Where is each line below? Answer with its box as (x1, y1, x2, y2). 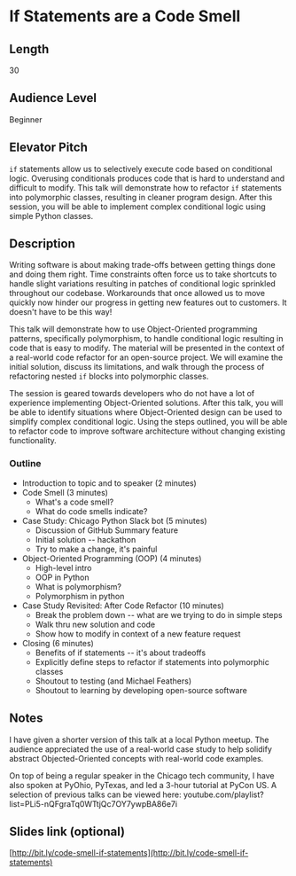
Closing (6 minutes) (21, 637, 95, 648)
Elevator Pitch (9, 140, 89, 155)
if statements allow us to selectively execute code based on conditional (9, 163, 273, 174)
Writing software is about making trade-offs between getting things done (9, 260, 277, 270)
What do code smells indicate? (35, 505, 148, 516)
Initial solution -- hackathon (35, 534, 136, 544)
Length (9, 42, 50, 57)
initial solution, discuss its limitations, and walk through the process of (9, 362, 265, 372)
